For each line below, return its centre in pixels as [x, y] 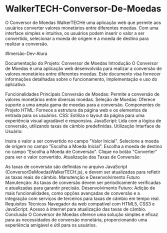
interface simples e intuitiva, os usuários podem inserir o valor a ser [75, 33]
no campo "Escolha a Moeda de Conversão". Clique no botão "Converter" [81, 151]
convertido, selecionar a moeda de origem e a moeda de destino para [77, 38]
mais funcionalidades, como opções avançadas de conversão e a [72, 193]
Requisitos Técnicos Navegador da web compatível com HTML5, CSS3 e [80, 203]
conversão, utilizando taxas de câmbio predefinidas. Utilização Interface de [83, 126]
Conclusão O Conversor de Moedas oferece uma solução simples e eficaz [82, 214]
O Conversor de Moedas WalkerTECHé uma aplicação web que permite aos [83, 22]
